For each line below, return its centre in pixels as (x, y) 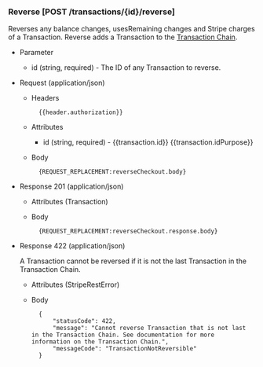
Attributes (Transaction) (69, 202)
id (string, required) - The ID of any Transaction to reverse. (126, 68)
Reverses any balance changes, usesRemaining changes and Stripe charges (131, 29)
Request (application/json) (62, 83)
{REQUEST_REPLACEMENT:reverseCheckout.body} (112, 172)
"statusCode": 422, (84, 321)
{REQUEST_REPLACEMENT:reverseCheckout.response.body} (128, 231)
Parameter (37, 53)
